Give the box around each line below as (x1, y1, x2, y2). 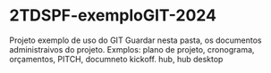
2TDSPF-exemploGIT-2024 (9, 5, 217, 26)
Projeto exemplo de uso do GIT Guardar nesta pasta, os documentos (9, 35, 262, 45)
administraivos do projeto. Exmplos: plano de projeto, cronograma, (9, 44, 255, 54)
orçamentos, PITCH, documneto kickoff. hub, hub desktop (9, 53, 224, 64)
